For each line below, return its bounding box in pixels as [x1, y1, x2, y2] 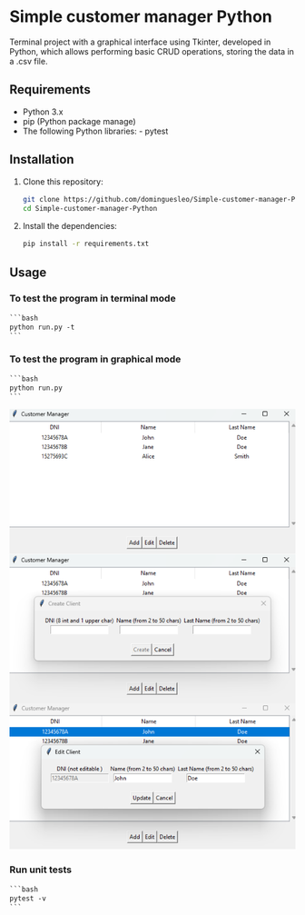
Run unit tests [9, 863, 73, 876]
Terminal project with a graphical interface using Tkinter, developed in [9, 36, 271, 47]
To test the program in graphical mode [9, 353, 182, 365]
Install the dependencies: [22, 221, 118, 232]
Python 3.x [22, 106, 64, 117]
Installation [9, 152, 74, 167]
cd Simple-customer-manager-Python [22, 204, 158, 214]
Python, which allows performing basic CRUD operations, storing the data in [9, 45, 295, 56]
